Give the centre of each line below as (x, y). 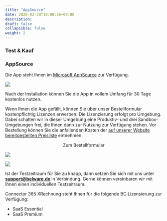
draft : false (19, 24)
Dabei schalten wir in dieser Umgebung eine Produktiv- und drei (71, 119)
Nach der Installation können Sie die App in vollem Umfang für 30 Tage (78, 94)
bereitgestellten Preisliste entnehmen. (44, 135)
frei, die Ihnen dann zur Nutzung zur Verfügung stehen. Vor (95, 125)
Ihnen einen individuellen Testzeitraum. (45, 184)
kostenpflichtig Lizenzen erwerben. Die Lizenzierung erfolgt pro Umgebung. (83, 114)
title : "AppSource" (25, 10)
